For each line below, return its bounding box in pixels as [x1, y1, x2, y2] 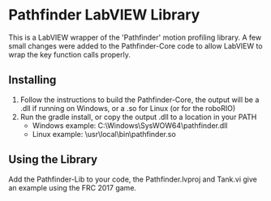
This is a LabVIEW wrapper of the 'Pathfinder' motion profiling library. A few [8, 32, 262, 42]
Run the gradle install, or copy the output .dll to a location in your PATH [19, 112, 257, 122]
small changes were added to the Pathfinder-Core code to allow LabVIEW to [8, 41, 263, 50]
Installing [8, 73, 57, 87]
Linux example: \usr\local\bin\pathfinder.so [32, 129, 176, 139]
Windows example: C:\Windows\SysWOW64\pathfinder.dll [32, 120, 228, 130]
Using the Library [8, 152, 98, 167]
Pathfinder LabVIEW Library [8, 6, 200, 24]
